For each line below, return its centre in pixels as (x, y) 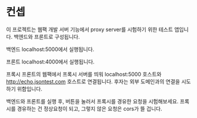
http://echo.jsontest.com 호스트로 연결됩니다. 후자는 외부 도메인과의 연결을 (93, 81)
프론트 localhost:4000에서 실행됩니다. (51, 62)
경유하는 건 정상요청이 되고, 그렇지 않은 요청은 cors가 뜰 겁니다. (90, 109)
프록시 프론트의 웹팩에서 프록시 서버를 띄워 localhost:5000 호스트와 (84, 74)
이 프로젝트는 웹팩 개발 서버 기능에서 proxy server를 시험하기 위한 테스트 (90, 29)
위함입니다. (30, 89)
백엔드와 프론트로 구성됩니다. (47, 36)
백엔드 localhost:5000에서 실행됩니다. (50, 49)
